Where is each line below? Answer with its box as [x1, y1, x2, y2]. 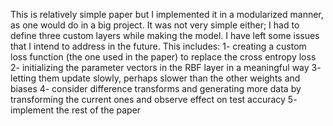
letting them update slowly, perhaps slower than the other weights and [10, 72, 301, 84]
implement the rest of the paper [10, 104, 142, 116]
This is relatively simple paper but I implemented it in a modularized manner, [10, 9, 324, 20]
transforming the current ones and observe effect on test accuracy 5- [10, 94, 298, 105]
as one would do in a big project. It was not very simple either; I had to [10, 19, 300, 31]
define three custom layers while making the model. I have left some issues [10, 30, 320, 41]
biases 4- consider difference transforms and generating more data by [10, 83, 302, 94]
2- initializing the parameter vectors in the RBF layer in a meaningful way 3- [10, 62, 322, 73]
